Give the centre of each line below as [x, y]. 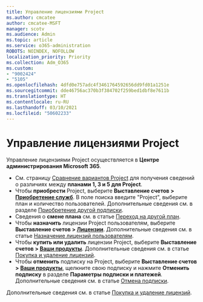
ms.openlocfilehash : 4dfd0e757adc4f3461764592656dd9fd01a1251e [88, 85]
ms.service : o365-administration [48, 46]
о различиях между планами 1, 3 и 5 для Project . [78, 185]
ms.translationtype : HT [36, 96]
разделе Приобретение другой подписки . [69, 210]
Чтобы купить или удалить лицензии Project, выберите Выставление [106, 242]
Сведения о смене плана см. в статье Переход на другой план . [98, 217]
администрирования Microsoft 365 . [54, 166]
